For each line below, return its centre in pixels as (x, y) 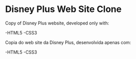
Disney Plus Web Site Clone (64, 9)
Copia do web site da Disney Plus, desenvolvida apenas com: (68, 42)
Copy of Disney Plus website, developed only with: (57, 23)
